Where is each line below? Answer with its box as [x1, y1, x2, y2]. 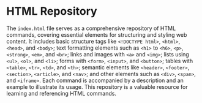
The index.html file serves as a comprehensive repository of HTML [6, 25, 176, 32]
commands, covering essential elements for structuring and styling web [6, 31, 187, 38]
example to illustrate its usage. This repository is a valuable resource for [6, 83, 188, 90]
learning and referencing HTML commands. [6, 90, 116, 97]
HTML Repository [6, 4, 97, 18]
